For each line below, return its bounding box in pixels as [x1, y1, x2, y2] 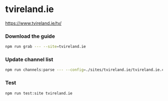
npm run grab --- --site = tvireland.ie [5, 44, 86, 49]
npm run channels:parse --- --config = [5, 67, 86, 72]
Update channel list [5, 56, 53, 63]
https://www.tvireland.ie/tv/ [5, 20, 61, 26]
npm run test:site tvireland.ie [5, 90, 72, 96]
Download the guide [5, 33, 55, 40]
